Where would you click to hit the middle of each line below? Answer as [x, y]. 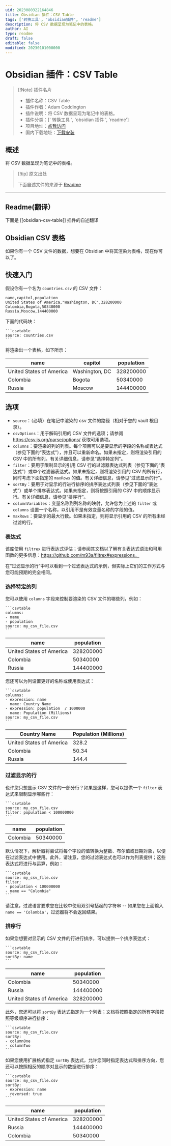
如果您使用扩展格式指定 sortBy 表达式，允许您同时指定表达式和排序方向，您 [85, 1060]
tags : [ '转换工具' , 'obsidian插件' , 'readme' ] [53, 19]
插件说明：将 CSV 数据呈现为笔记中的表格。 [72, 113]
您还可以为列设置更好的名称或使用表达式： [50, 681]
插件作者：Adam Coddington [56, 107]
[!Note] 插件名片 [35, 90]
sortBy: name [19, 957]
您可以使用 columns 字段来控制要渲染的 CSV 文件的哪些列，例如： [74, 599]
